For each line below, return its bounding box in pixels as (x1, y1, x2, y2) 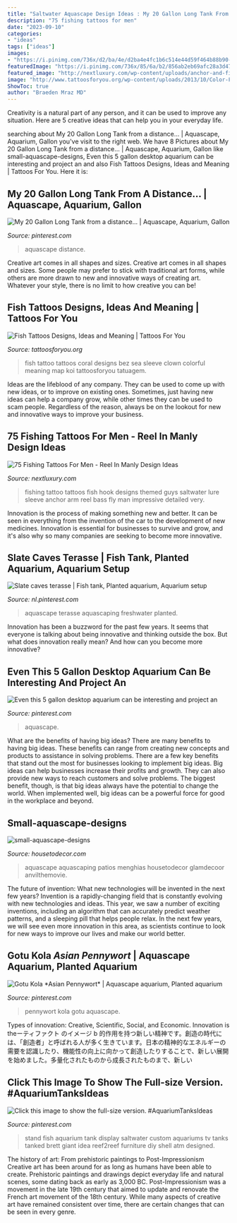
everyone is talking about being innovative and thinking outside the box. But (7, 630, 228, 639)
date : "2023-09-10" (7, 23, 65, 30)
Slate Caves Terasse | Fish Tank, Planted (7, 552, 189, 564)
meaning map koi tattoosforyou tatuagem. (24, 366, 147, 374)
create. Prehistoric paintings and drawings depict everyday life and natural (7, 1170, 224, 1178)
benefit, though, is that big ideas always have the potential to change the (7, 781, 219, 790)
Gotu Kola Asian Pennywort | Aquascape (7, 950, 190, 962)
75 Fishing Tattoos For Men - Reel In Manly (7, 430, 198, 442)
